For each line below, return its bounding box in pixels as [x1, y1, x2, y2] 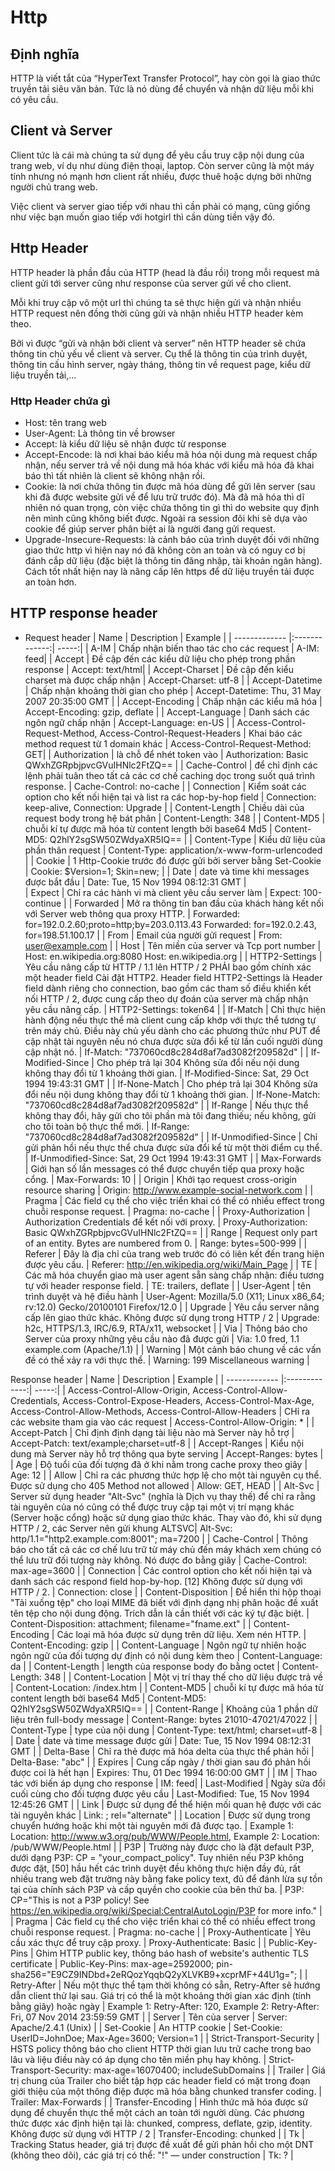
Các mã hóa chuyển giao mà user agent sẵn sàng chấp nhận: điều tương [24, 1269, 325, 1281]
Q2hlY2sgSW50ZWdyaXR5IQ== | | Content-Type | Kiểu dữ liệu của [49, 833, 326, 845]
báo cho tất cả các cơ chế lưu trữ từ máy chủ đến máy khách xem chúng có [10, 1543, 322, 1555]
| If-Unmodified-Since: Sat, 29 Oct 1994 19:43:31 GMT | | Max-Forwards [24, 1152, 322, 1164]
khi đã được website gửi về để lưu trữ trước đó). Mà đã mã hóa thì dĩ [24, 491, 305, 503]
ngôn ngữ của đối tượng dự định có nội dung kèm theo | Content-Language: [10, 1649, 323, 1661]
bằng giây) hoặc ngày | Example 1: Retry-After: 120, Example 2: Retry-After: [10, 2000, 320, 2012]
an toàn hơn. [24, 576, 77, 588]
